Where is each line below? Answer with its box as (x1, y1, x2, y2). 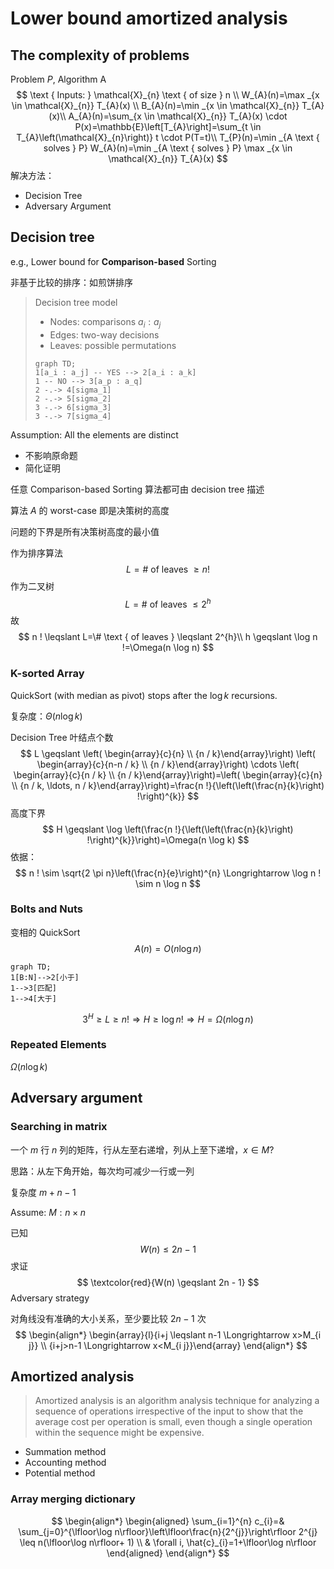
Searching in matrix (10, 1120, 108, 1134)
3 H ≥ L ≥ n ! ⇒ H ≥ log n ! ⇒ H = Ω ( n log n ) (82, 1011, 254, 1025)
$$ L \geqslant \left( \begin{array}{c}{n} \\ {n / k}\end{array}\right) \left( (20, 747, 316, 759)
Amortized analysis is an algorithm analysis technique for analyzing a (34, 1395, 320, 1407)
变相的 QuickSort (10, 926, 81, 938)
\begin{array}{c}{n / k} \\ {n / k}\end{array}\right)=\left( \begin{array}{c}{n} (13, 768, 323, 781)
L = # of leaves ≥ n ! (125, 563, 211, 575)
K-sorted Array (10, 667, 85, 681)
